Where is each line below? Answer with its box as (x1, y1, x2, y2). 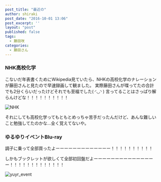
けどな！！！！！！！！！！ (13, 94, 69, 100)
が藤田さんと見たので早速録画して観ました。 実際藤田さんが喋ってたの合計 (5, 82, 154, 88)
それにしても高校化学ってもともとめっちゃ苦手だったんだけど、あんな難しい (5, 114, 157, 120)
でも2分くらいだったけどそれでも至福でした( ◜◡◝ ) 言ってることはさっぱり (5, 88, 152, 94)
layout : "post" (5, 25, 36, 30)
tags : (5, 34, 16, 39)
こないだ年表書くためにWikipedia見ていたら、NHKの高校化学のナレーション (5, 76, 157, 82)
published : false (5, 30, 40, 34)
